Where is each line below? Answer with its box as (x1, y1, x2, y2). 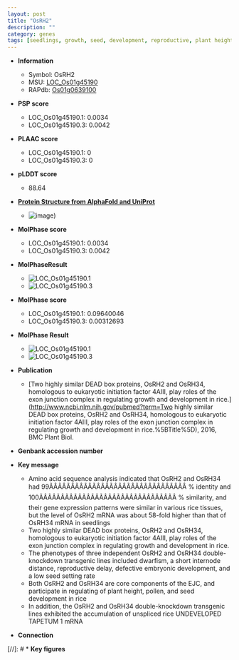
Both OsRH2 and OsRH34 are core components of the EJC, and (28, 579, 216, 588)
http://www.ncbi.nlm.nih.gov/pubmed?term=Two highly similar (31, 402, 213, 411)
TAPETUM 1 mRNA (28, 617, 83, 626)
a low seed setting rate (28, 572, 96, 580)
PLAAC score (17, 135, 58, 143)
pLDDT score (17, 170, 58, 178)
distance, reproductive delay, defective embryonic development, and (28, 564, 230, 573)
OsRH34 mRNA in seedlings (28, 519, 111, 527)
